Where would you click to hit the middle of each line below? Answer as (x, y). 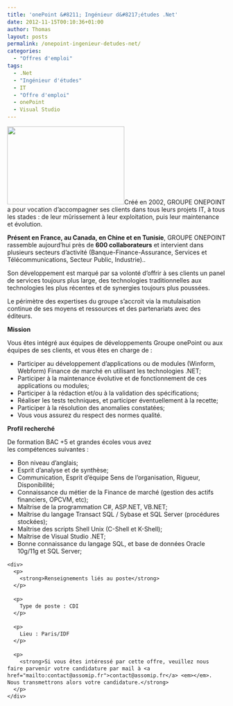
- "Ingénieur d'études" (48, 80)
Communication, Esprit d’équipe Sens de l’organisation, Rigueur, (109, 477)
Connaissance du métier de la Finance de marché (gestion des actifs (115, 492)
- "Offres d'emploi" (43, 59)
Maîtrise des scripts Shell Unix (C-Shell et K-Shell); (90, 529)
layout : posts (28, 37)
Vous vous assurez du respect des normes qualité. (89, 415)
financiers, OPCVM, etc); (53, 500)
